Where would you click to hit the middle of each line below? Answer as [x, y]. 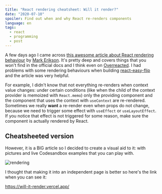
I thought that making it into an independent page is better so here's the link [81, 172]
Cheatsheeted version [39, 136]
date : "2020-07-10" [25, 14]
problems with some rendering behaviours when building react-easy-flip [78, 70]
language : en [18, 23]
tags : [10, 28]
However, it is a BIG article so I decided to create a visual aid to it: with [75, 148]
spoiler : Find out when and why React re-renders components [68, 18]
